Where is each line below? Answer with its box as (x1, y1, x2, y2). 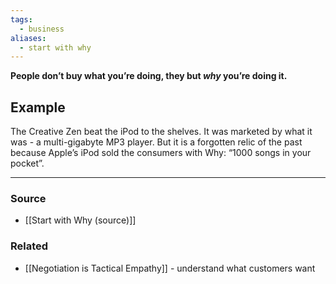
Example (10, 99, 66, 116)
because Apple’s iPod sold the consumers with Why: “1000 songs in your (10, 147, 312, 159)
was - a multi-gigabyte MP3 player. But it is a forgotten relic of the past (10, 136, 303, 148)
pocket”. (10, 157, 45, 170)
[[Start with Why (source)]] (24, 214, 137, 226)
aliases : (10, 33, 47, 43)
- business (19, 24, 65, 34)
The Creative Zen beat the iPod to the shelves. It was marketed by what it (10, 126, 313, 138)
